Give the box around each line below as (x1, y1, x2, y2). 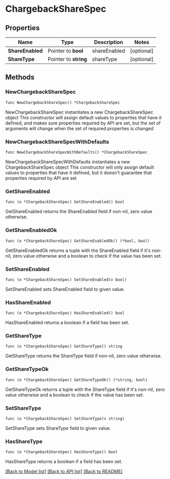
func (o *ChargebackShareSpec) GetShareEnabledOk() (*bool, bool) (5, 238, 150, 243)
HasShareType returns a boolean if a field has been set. (5, 459, 123, 465)
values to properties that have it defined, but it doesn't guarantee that (5, 170, 152, 176)
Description (94, 39, 123, 46)
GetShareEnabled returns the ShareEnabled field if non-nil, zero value (5, 209, 153, 215)
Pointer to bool (48, 47, 83, 54)
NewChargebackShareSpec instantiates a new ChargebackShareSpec (5, 109, 154, 115)
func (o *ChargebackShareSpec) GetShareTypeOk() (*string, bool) (5, 377, 147, 382)
